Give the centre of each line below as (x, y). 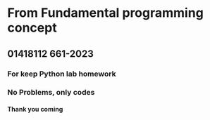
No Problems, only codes (51, 93)
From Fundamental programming (106, 13)
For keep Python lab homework (62, 74)
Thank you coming (35, 109)
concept (32, 28)
